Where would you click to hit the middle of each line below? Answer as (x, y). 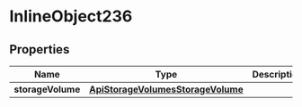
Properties (40, 49)
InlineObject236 (71, 16)
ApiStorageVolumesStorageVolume (166, 89)
